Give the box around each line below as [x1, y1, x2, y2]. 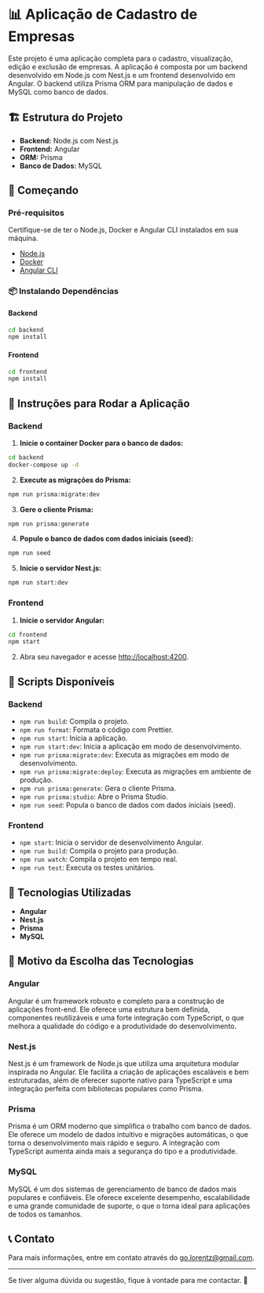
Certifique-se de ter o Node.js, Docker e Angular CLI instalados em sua [8, 225, 239, 235]
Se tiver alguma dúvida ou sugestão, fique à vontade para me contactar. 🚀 [8, 1276, 248, 1285]
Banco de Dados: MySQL [19, 161, 102, 170]
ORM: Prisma [19, 152, 63, 162]
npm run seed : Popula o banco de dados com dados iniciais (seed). [19, 800, 236, 809]
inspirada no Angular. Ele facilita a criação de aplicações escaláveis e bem [8, 1068, 249, 1077]
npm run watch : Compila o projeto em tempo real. [19, 855, 178, 864]
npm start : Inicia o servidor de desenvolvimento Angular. [19, 838, 204, 847]
